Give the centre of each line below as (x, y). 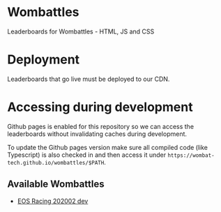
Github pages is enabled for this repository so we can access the (100, 126)
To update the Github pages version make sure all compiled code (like (107, 147)
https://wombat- (191, 155)
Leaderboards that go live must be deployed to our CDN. (89, 79)
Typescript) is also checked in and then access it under (86, 155)
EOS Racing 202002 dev (53, 201)
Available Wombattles (56, 184)
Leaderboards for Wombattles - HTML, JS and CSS (81, 31)
